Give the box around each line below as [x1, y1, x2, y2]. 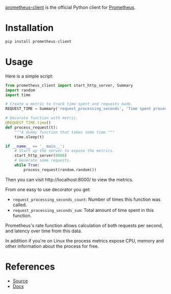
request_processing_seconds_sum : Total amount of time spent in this [12, 207, 154, 213]
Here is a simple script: [5, 73, 53, 79]
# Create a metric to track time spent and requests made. [5, 101, 133, 106]
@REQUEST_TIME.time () [5, 120, 51, 125]
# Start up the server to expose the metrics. [14, 148, 115, 153]
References [5, 261, 55, 272]
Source [12, 278, 28, 284]
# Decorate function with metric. [5, 116, 79, 121]
